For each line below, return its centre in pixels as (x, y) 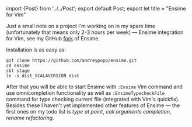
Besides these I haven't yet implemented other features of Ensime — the (93, 105)
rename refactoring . (30, 118)
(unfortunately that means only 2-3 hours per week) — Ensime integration (95, 32)
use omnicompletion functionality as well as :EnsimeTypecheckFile (85, 93)
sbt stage (18, 71)
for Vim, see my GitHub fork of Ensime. (53, 38)
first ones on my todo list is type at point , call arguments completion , (89, 111)
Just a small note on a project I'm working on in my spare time (81, 26)
